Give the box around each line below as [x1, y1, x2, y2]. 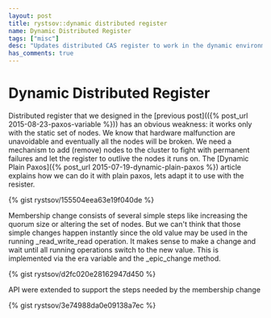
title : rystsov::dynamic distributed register [8, 19, 168, 27]
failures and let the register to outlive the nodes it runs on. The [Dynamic [8, 153, 249, 163]
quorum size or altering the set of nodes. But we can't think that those [8, 219, 241, 228]
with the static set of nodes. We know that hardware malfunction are [8, 128, 236, 137]
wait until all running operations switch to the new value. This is [8, 245, 219, 254]
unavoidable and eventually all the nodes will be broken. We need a [8, 136, 232, 146]
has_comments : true [8, 49, 74, 57]
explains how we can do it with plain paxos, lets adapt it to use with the [8, 170, 244, 180]
